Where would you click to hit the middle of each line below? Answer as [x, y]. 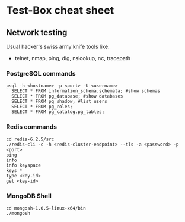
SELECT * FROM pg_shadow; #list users [60, 102]
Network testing [37, 32]
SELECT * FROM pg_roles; [42, 107]
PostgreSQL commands [41, 73]
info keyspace [24, 165]
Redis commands [32, 127]
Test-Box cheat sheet [60, 10]
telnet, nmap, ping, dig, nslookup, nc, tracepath [72, 58]
